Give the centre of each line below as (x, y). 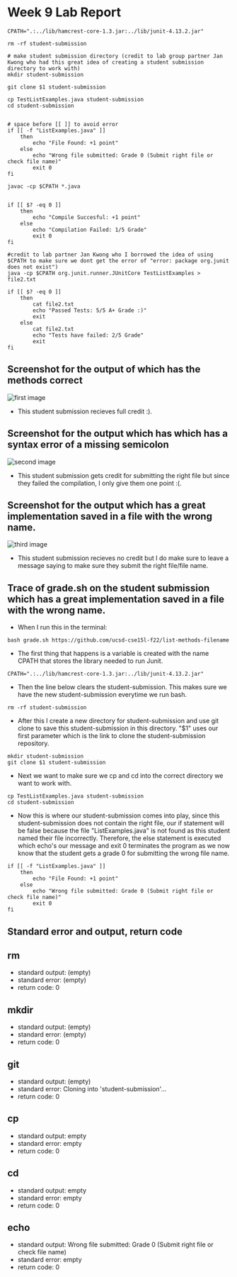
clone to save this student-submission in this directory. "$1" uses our (118, 728)
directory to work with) (44, 68)
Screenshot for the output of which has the (104, 369)
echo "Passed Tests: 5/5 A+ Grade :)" (90, 310)
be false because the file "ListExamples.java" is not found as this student (124, 831)
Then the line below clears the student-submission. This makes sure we (122, 687)
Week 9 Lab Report (64, 12)
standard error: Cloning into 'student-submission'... (92, 1089)
